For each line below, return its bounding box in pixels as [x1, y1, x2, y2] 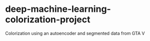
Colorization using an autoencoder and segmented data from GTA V [5, 30, 145, 36]
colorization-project [5, 14, 90, 25]
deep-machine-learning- [5, 3, 111, 15]
